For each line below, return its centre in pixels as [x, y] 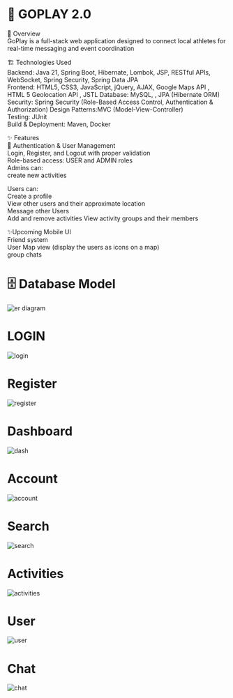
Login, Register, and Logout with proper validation [79, 153]
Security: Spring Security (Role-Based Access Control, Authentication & [110, 102]
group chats [24, 255]
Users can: [23, 188]
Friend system [28, 239]
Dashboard [40, 431]
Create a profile [30, 196]
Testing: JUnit [27, 116]
